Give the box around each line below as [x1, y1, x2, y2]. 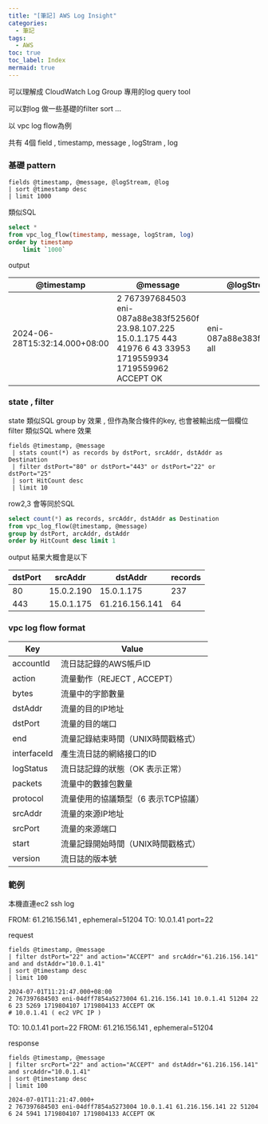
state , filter [8, 397, 54, 408]
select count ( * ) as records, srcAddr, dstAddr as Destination [8, 514, 219, 522]
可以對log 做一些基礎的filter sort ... [8, 103, 122, 113]
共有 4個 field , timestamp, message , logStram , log [8, 138, 178, 147]
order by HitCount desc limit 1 [8, 537, 116, 545]
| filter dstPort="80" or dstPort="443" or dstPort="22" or [11, 462, 216, 470]
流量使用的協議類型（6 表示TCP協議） [61, 793, 204, 804]
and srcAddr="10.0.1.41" [8, 1067, 91, 1076]
